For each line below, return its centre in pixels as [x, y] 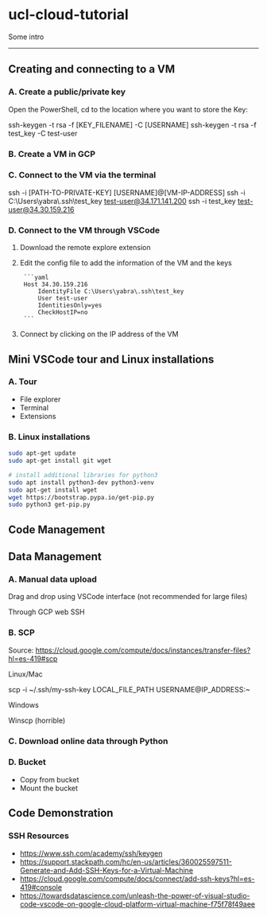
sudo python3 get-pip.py [49, 505]
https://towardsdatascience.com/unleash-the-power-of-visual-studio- [135, 895]
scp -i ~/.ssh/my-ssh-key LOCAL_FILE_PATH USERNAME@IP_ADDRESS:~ [129, 689]
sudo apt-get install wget [53, 490]
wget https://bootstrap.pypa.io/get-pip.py [81, 497]
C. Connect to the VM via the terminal [82, 175]
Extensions [38, 416]
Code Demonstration [61, 813]
